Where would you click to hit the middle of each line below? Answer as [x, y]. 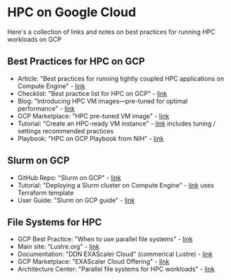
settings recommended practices [65, 130]
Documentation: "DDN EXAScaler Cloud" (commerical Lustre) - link [115, 254]
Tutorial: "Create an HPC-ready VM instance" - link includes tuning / [117, 123]
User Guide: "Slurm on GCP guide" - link [76, 200]
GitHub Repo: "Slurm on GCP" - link [69, 178]
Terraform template [45, 193]
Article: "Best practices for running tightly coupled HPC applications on [120, 78]
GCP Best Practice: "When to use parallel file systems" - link [105, 239]
